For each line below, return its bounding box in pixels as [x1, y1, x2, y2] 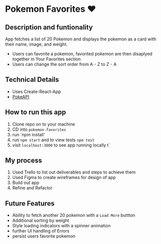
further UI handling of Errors [12, 228, 70, 234]
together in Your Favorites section [12, 56, 81, 62]
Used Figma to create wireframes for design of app [12, 175, 116, 181]
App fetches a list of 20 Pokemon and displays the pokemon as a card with [5, 36, 157, 42]
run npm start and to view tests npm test [12, 137, 95, 143]
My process [5, 156, 42, 165]
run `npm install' [12, 131, 45, 137]
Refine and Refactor [12, 185, 53, 191]
